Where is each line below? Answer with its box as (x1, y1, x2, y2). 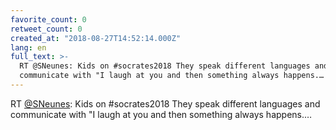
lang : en (10, 42, 47, 53)
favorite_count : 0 (10, 14, 87, 25)
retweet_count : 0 (10, 24, 83, 34)
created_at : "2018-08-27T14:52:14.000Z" (10, 33, 182, 43)
